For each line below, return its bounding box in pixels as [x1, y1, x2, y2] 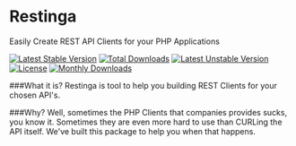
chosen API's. [9, 90, 61, 100]
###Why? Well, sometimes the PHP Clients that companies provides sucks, [9, 107, 288, 117]
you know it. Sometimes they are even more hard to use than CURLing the [9, 116, 283, 127]
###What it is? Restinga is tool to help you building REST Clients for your [9, 80, 278, 90]
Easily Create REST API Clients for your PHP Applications [9, 36, 220, 47]
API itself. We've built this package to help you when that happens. [9, 125, 256, 136]
